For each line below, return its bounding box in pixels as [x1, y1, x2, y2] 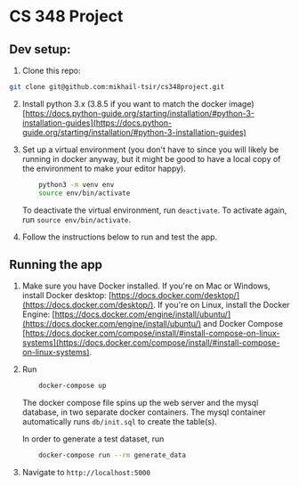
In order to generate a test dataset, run [21, 433, 165, 444]
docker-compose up [38, 381, 107, 391]
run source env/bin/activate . [21, 214, 132, 224]
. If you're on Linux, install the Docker [152, 300, 290, 311]
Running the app [9, 257, 102, 272]
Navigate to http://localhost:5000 [21, 467, 151, 478]
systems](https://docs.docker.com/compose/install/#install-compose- [21, 337, 280, 348]
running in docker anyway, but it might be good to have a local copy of [21, 153, 281, 164]
